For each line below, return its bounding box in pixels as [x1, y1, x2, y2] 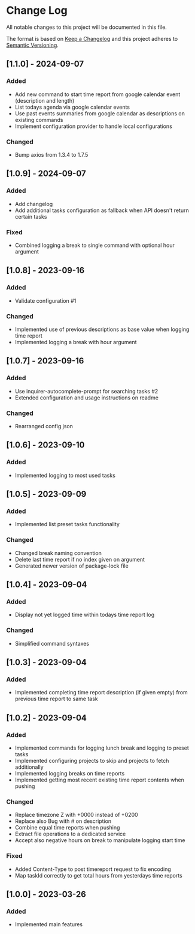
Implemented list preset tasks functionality [14, 521, 120, 528]
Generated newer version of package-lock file [14, 562, 129, 569]
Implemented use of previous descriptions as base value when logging [14, 326, 190, 333]
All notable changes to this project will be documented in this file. [6, 23, 167, 31]
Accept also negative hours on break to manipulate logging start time [14, 837, 185, 844]
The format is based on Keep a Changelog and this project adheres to [6, 35, 178, 42]
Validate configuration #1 [14, 297, 77, 304]
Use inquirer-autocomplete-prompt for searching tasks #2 [14, 387, 159, 395]
